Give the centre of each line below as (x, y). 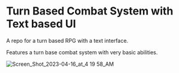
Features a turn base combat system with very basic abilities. (82, 52)
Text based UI (41, 24)
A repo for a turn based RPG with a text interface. (67, 40)
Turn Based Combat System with (90, 11)
